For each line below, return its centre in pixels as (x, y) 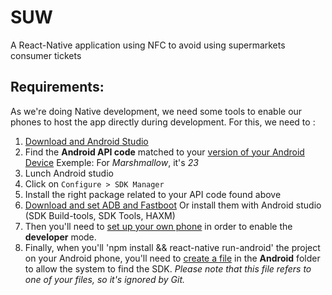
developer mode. (60, 237)
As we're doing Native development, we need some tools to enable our (156, 111)
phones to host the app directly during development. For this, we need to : (163, 122)
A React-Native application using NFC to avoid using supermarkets (148, 45)
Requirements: (57, 87)
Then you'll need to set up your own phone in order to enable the (158, 226)
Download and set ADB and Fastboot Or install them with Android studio (173, 205)
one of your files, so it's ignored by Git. (105, 279)
